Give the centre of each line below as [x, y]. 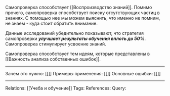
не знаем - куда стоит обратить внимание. [51, 23]
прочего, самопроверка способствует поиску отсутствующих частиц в [83, 13]
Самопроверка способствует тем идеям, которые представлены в [78, 54]
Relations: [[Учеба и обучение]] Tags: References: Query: [66, 88]
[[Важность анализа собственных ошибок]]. [53, 59]
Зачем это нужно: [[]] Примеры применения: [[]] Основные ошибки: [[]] [83, 74]
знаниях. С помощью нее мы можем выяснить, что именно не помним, [83, 18]
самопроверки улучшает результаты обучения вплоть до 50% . [76, 38]
